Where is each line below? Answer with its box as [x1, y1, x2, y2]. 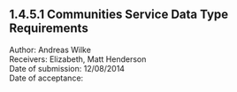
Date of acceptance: [9, 73, 84, 83]
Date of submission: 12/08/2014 [9, 63, 126, 73]
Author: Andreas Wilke [9, 44, 91, 55]
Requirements [9, 21, 88, 36]
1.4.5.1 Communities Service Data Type [9, 7, 229, 22]
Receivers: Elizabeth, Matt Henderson [9, 53, 147, 65]
